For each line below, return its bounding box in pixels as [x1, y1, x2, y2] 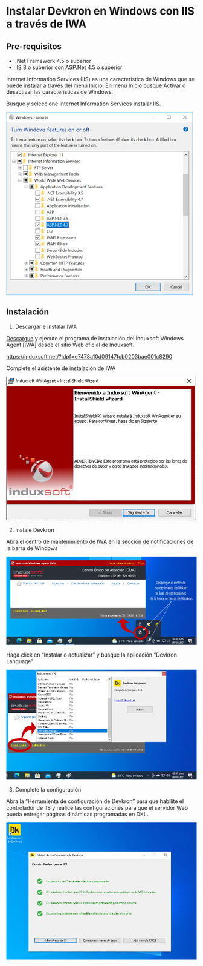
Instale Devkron [14, 526, 54, 534]
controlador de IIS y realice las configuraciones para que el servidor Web [6, 804, 188, 811]
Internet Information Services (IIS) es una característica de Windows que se [6, 76, 195, 82]
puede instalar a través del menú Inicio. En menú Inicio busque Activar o [6, 82, 186, 89]
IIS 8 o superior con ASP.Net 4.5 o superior [14, 64, 123, 71]
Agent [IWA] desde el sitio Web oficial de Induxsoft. [6, 341, 135, 348]
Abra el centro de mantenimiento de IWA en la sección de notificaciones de [6, 538, 194, 545]
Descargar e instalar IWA [14, 323, 77, 330]
